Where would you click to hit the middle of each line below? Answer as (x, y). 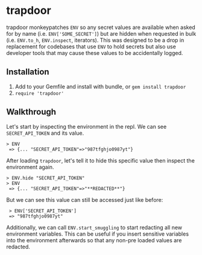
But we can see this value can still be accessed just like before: (85, 199)
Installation (28, 72)
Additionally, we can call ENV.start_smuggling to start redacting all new (94, 227)
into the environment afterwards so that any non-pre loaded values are (94, 240)
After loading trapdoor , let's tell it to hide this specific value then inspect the (100, 160)
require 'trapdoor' (39, 93)
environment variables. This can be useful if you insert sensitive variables (97, 234)
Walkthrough (31, 112)
